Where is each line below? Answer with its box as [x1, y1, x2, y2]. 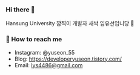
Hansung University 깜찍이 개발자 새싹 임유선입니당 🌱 [5, 20, 135, 27]
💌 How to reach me [5, 35, 62, 44]
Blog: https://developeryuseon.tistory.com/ [14, 55, 122, 62]
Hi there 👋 [5, 5, 36, 14]
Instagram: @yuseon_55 [14, 49, 75, 56]
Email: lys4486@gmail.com [14, 61, 83, 68]
